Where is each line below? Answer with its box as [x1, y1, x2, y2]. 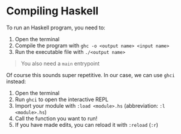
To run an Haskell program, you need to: [6, 24, 106, 31]
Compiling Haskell [6, 4, 99, 18]
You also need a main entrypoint [20, 60, 100, 67]
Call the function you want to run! [14, 115, 98, 122]
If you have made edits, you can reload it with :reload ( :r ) [14, 121, 159, 128]
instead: [6, 78, 26, 85]
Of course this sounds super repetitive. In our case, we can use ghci [6, 71, 175, 78]
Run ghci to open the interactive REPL [14, 96, 109, 103]
